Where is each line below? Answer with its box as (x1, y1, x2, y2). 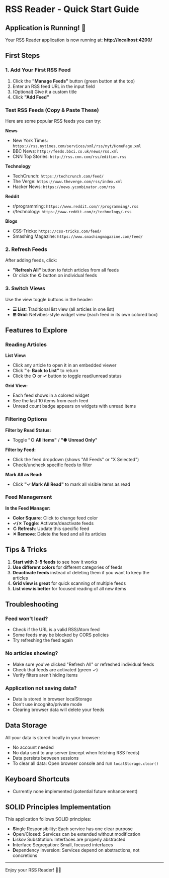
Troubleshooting (5, 600, 59, 609)
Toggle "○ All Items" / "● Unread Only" (12, 436, 98, 443)
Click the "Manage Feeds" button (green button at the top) (12, 78, 135, 84)
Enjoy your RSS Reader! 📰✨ (5, 867, 61, 873)
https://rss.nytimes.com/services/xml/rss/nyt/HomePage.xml (12, 143, 141, 149)
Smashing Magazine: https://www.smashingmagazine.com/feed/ (12, 233, 143, 239)
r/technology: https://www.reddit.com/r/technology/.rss (12, 208, 132, 214)
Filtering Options (5, 416, 47, 423)
